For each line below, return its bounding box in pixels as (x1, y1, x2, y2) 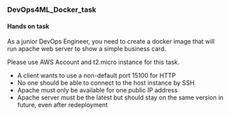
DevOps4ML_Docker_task (7, 5, 97, 14)
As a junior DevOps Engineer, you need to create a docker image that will (7, 37, 215, 46)
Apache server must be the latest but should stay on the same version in (17, 93, 224, 101)
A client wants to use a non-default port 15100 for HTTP (17, 71, 176, 80)
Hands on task (7, 22, 50, 30)
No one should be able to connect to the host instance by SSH (17, 79, 195, 87)
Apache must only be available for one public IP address (17, 86, 178, 95)
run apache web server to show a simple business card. (7, 45, 166, 53)
